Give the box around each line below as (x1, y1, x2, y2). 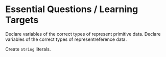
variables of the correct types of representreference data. (5, 36, 127, 42)
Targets (5, 14, 39, 26)
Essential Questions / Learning (5, 4, 138, 15)
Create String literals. (5, 46, 51, 52)
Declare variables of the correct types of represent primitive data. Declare (5, 31, 161, 37)
